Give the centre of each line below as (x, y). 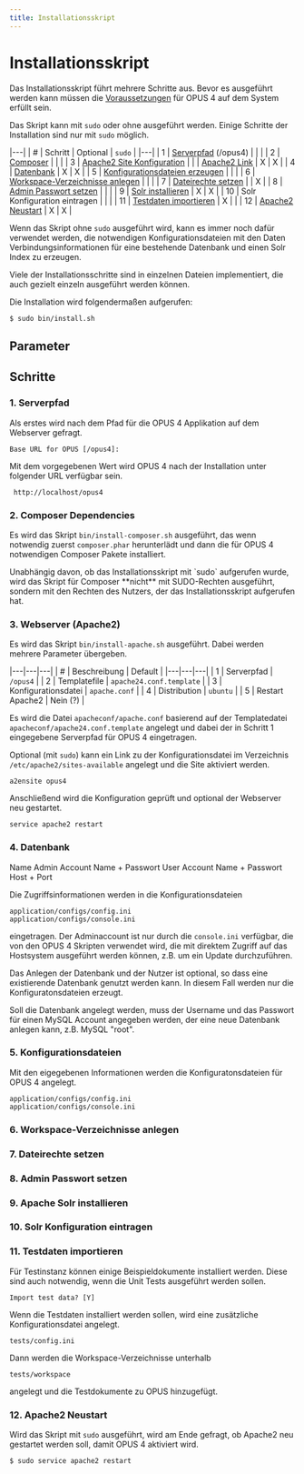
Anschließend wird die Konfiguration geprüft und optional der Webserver (146, 798)
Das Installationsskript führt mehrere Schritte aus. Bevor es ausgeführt (142, 88)
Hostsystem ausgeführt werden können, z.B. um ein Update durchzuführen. (151, 955)
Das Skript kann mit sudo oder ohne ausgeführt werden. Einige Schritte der (149, 125)
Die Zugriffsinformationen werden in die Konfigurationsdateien (126, 894)
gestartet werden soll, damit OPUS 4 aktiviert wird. (104, 1444)
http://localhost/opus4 (58, 492)
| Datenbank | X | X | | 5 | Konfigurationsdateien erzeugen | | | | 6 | (132, 171)
